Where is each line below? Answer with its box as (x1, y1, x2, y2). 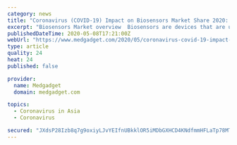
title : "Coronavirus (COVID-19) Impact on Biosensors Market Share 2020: (7, 17, 229, 24)
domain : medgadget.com (13, 89, 80, 96)
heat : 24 (7, 56, 33, 63)
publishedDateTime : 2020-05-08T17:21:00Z (7, 30, 131, 37)
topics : (7, 101, 30, 108)
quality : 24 (7, 50, 42, 57)
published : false (7, 63, 59, 70)
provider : (7, 75, 37, 82)
